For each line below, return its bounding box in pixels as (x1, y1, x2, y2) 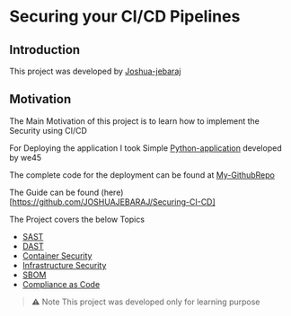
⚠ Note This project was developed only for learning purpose (31, 296, 260, 307)
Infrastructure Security (22, 259, 107, 270)
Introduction (9, 42, 81, 57)
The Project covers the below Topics (9, 214, 145, 224)
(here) (101, 187, 124, 197)
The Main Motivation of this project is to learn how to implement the (9, 115, 260, 127)
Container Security (22, 250, 93, 261)
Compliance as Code (22, 278, 101, 289)
